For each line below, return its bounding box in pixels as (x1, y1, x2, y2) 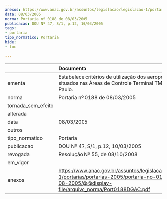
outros (7, 126, 23, 133)
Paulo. (58, 86, 73, 93)
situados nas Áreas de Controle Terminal (58, 79, 153, 86)
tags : (5, 26, 16, 31)
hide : (5, 40, 16, 45)
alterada (7, 110, 27, 117)
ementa (7, 79, 26, 86)
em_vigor (7, 159, 29, 166)
